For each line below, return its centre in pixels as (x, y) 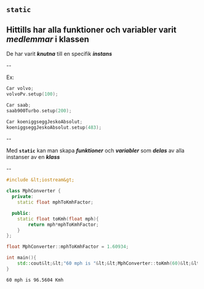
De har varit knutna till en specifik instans (59, 54)
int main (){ (21, 258)
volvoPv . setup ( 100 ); (32, 94)
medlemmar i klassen (48, 39)
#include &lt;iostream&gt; (40, 180)
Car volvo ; (20, 89)
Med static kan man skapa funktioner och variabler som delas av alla (96, 151)
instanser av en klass (33, 157)
